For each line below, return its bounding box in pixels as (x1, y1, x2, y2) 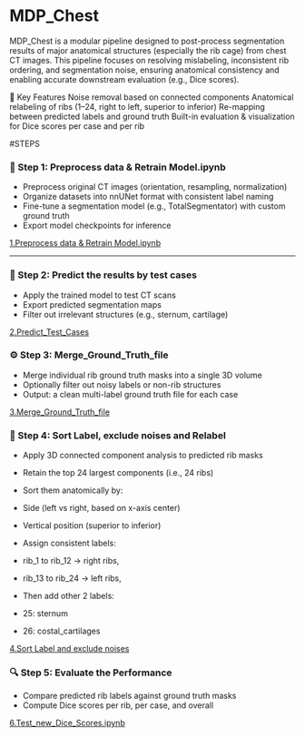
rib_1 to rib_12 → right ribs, (22, 555, 120, 566)
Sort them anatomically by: (22, 485, 123, 496)
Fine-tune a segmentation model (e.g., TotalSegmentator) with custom (22, 201, 286, 211)
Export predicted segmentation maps (22, 299, 162, 310)
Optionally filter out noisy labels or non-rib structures (22, 378, 221, 390)
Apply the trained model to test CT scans (22, 290, 177, 300)
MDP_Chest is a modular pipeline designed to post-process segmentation (9, 35, 285, 46)
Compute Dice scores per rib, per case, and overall (22, 700, 214, 711)
